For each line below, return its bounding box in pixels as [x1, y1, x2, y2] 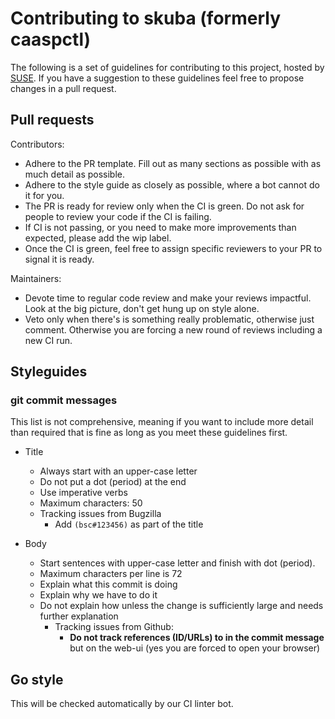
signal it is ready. [24, 253, 95, 265]
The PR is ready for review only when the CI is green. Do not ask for [24, 200, 305, 212]
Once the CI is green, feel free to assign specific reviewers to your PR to [24, 242, 323, 254]
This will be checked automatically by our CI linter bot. [10, 698, 234, 710]
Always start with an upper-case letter [39, 465, 198, 477]
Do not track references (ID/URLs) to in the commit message [69, 632, 325, 644]
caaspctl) [10, 28, 92, 51]
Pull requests [10, 112, 95, 129]
